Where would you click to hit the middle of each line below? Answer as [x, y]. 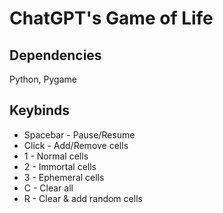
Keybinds [40, 110]
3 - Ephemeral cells [64, 177]
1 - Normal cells [56, 156]
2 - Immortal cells [60, 166]
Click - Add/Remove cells [76, 145]
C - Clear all [48, 188]
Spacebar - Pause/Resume [79, 134]
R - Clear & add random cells [83, 198]
